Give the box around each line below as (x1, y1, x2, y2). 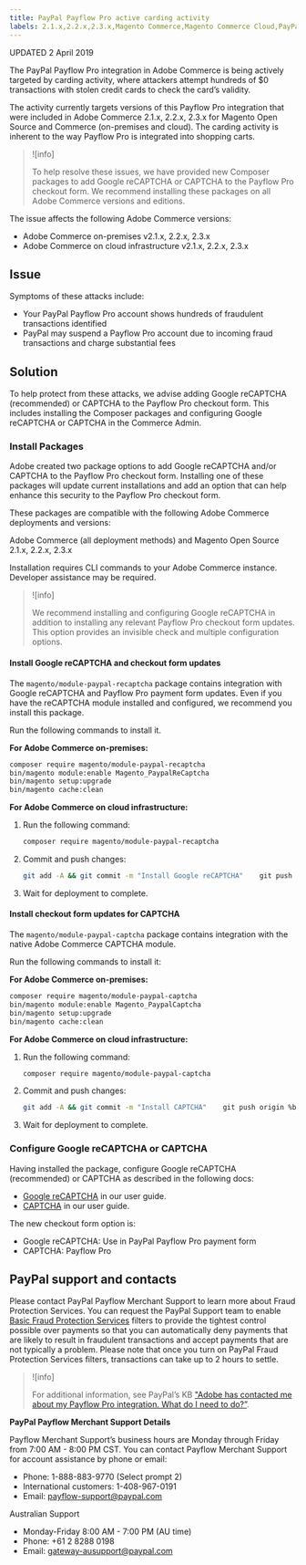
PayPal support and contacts (9, 1272, 178, 1288)
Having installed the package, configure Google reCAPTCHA (9, 1163, 237, 1174)
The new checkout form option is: (9, 1217, 137, 1228)
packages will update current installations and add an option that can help (9, 480, 287, 491)
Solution (9, 364, 58, 380)
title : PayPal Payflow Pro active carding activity (9, 13, 209, 23)
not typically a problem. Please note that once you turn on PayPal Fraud (9, 1344, 279, 1355)
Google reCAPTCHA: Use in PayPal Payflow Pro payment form (22, 1236, 257, 1247)
